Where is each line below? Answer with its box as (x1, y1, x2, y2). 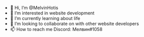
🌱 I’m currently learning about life (10, 15, 81, 21)
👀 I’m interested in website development (10, 10, 94, 16)
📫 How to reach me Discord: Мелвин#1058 (10, 26, 103, 32)
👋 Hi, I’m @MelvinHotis (10, 5, 59, 10)
